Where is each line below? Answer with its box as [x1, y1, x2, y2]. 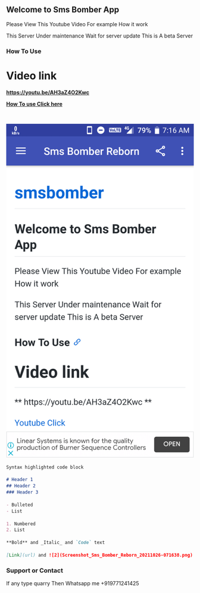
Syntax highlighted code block [6, 464, 84, 470]
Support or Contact [6, 566, 64, 575]
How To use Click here [6, 100, 62, 107]
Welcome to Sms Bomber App [6, 5, 120, 15]
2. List [6, 527, 26, 533]
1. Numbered [6, 521, 36, 527]
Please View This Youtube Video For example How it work [6, 20, 148, 27]
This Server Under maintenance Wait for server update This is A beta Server [6, 32, 193, 39]
